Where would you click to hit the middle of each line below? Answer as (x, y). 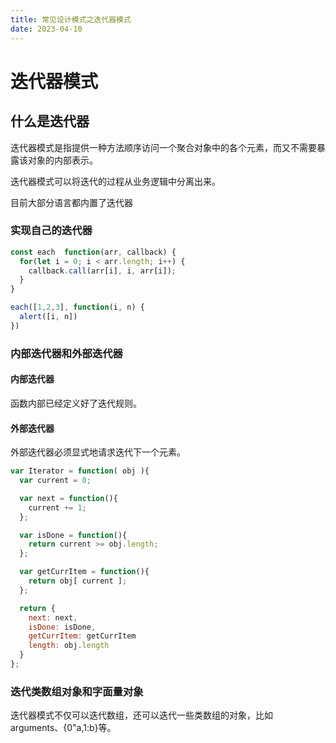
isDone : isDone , (62, 627)
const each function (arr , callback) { (93, 252)
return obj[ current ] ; (78, 581)
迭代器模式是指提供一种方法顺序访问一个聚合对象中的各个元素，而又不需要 (163, 147)
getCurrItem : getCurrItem (82, 636)
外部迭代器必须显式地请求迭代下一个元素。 (98, 452)
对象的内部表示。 (62, 160)
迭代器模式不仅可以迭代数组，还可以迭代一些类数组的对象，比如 (141, 715)
